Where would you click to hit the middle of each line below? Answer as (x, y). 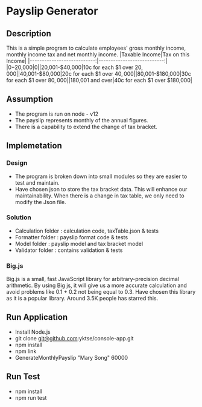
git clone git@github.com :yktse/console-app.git (74, 338)
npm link (26, 351)
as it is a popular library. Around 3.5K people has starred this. (82, 299)
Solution (19, 217)
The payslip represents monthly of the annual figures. (82, 120)
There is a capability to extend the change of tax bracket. (86, 127)
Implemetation (34, 146)
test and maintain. (37, 182)
